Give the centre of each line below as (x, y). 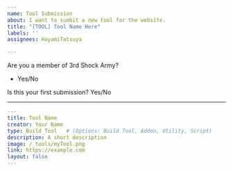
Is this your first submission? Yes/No (59, 92)
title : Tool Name (32, 118)
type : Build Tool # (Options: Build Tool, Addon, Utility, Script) (110, 131)
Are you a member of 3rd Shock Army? (63, 65)
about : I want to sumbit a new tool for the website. (87, 20)
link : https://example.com (46, 150)
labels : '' (23, 33)
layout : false (28, 157)
